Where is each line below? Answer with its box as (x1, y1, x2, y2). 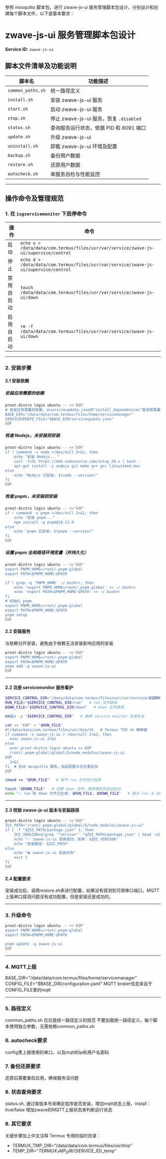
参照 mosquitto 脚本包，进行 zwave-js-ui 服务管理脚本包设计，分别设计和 (5, 4, 154, 10)
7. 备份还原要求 (5, 1063, 41, 1070)
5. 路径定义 (5, 1005, 32, 1012)
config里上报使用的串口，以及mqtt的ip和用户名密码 (5, 1049, 109, 1055)
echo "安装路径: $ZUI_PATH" (14, 841, 69, 846)
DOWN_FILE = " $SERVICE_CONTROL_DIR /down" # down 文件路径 (5, 705, 124, 710)
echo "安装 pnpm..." (14, 515, 55, 520)
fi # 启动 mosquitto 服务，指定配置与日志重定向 (5, 764, 98, 769)
